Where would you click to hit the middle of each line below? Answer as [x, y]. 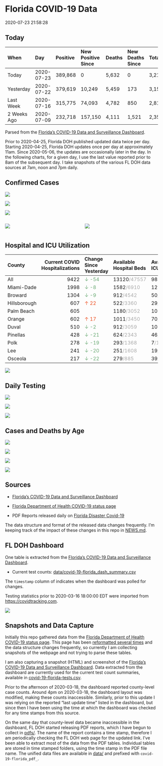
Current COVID [62, 262]
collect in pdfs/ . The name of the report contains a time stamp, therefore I [78, 733]
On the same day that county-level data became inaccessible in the [72, 723]
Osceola [17, 359]
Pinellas [16, 335]
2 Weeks [17, 114]
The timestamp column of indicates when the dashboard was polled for [76, 581]
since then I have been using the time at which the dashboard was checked [81, 708]
